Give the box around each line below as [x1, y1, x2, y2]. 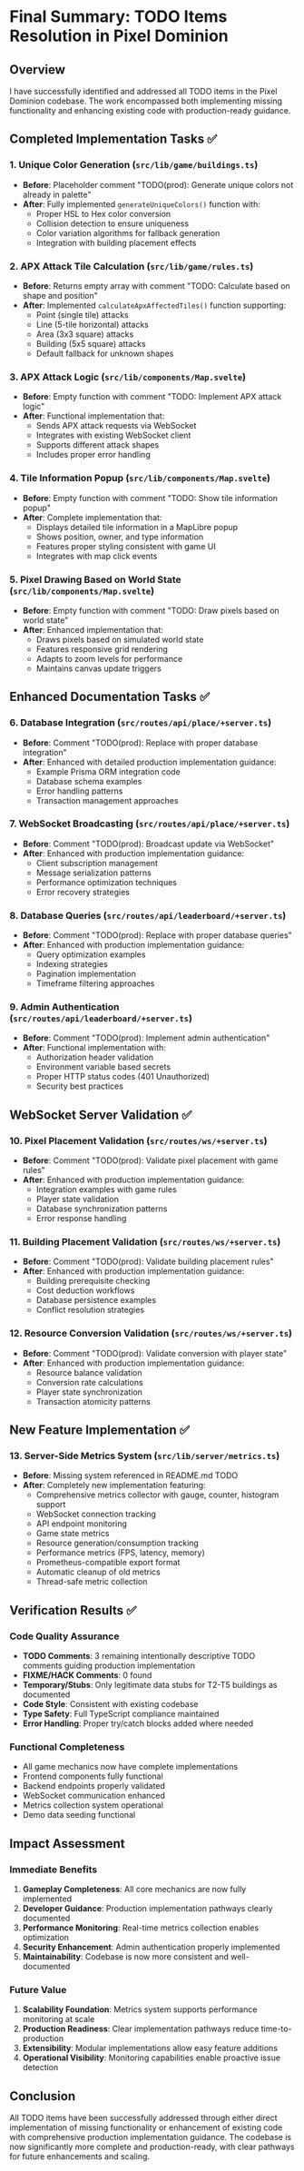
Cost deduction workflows [35, 1285, 135, 1296]
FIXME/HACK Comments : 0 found [22, 1670, 152, 1681]
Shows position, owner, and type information [35, 531, 204, 542]
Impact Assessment [9, 1836, 125, 1851]
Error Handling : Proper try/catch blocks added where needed [22, 1718, 254, 1729]
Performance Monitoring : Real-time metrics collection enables [22, 1922, 260, 1933]
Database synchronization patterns [35, 1203, 168, 1214]
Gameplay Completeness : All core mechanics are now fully [22, 1884, 247, 1895]
